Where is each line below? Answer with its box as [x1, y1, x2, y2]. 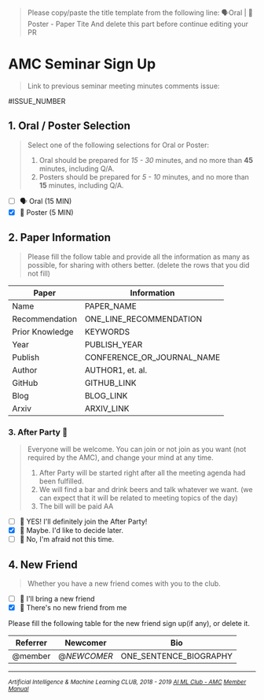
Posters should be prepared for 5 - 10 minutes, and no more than [38, 172, 250, 181]
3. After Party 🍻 [8, 426, 68, 437]
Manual [8, 685, 29, 693]
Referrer [15, 638, 48, 649]
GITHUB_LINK [84, 377, 137, 388]
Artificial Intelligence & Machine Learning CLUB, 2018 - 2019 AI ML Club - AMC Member [8, 678, 247, 687]
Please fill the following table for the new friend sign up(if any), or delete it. [8, 619, 250, 628]
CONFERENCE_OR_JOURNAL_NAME [84, 351, 221, 362]
